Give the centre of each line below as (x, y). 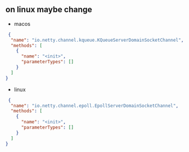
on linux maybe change (49, 10)
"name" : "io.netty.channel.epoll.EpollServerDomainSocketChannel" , (95, 106)
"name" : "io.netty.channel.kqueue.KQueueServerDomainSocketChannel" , (97, 40)
